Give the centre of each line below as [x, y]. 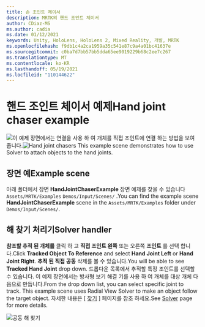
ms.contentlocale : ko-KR [38, 63]
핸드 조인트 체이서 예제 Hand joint [86, 107]
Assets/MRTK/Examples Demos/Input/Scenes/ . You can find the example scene [102, 196]
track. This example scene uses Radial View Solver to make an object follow [102, 291]
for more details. [27, 305]
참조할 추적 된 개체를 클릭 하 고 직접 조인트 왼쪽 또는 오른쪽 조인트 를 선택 [93, 246]
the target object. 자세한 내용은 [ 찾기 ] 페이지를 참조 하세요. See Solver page [99, 298]
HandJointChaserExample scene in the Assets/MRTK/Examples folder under [101, 202]
